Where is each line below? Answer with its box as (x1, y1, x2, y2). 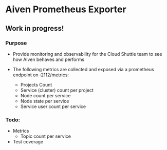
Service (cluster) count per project (20, 87, 94, 93)
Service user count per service (20, 103, 86, 110)
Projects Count (20, 81, 52, 88)
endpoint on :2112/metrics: (12, 72, 69, 78)
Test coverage (12, 139, 44, 145)
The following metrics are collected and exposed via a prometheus (12, 66, 154, 72)
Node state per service (20, 98, 69, 104)
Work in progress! (5, 24, 64, 33)
